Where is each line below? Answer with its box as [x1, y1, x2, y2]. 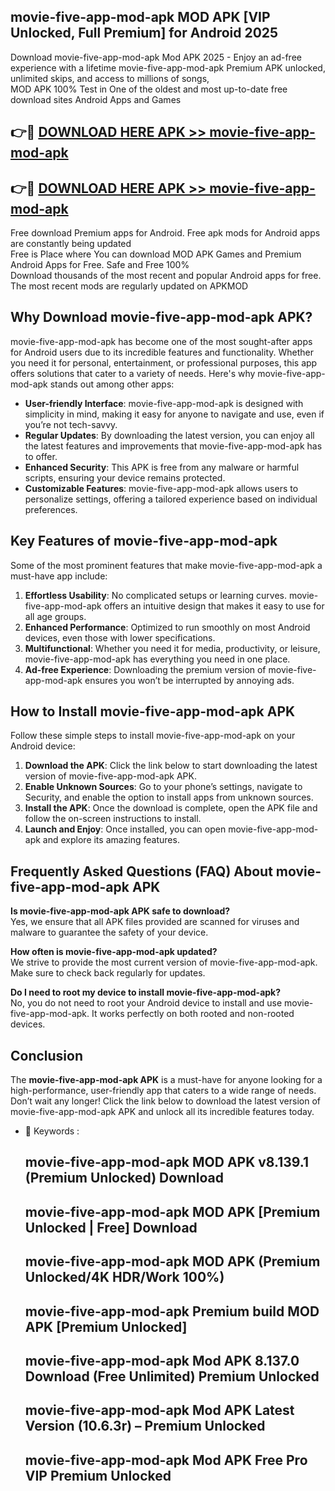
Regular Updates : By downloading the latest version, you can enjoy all [24, 429, 315, 441]
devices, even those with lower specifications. [24, 631, 216, 644]
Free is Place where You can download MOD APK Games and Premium [10, 248, 302, 260]
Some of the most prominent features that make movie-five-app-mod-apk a [10, 559, 323, 571]
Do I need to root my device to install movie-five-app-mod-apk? [10, 986, 282, 999]
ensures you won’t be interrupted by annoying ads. [84, 674, 295, 686]
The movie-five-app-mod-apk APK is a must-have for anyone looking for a [10, 1074, 323, 1086]
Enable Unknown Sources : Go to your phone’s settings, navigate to [24, 781, 303, 793]
